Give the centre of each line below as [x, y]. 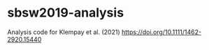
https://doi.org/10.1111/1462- [161, 32]
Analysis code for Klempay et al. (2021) [64, 32]
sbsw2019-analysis [66, 13]
